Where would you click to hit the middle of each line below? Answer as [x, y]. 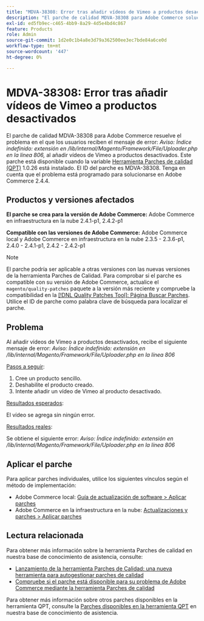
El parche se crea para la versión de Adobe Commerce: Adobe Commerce [100, 214]
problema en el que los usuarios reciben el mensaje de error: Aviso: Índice [99, 142]
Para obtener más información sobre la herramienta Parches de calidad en [99, 550]
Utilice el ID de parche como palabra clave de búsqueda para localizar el [97, 301]
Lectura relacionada [45, 535]
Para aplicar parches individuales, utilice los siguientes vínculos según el [97, 479]
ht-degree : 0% [24, 57]
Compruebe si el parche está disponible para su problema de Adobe [100, 581]
